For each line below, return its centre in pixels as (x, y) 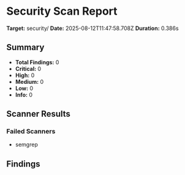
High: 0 (25, 75)
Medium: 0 (29, 81)
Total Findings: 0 (37, 62)
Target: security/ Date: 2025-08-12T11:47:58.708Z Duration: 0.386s (92, 28)
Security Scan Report (62, 11)
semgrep (26, 144)
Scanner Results (38, 114)
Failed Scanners (31, 132)
